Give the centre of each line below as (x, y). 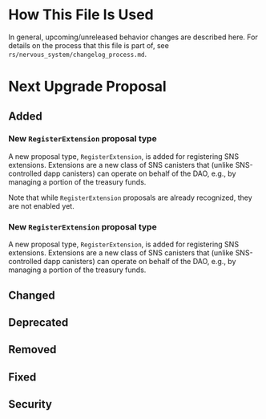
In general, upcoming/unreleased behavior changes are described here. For (133, 37)
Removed (32, 350)
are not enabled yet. (41, 205)
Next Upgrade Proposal (87, 87)
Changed (32, 295)
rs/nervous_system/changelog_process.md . (78, 54)
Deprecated (38, 322)
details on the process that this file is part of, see (89, 45)
